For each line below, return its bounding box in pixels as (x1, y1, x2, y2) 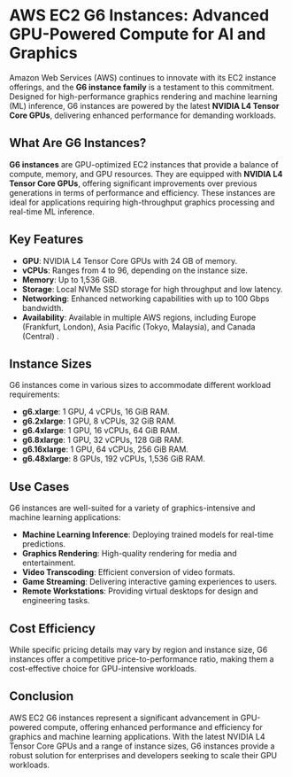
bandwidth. (21, 302, 64, 313)
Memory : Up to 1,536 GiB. (21, 274, 118, 284)
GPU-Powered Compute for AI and (9, 24, 266, 44)
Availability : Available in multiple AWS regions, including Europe (21, 312, 257, 322)
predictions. (21, 539, 66, 549)
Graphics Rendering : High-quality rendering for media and (21, 548, 237, 559)
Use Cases (9, 479, 70, 494)
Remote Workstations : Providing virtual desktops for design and (21, 586, 258, 596)
